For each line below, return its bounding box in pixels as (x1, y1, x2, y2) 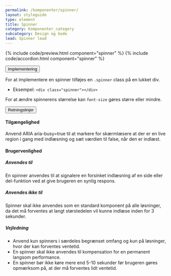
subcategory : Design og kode (5, 31, 67, 36)
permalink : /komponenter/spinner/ (5, 7, 79, 13)
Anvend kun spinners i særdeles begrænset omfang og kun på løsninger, (12, 238, 166, 244)
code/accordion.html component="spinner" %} (5, 55, 105, 61)
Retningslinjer (8, 107, 34, 112)
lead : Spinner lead (5, 36, 47, 41)
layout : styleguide (5, 12, 47, 17)
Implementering (8, 66, 37, 72)
